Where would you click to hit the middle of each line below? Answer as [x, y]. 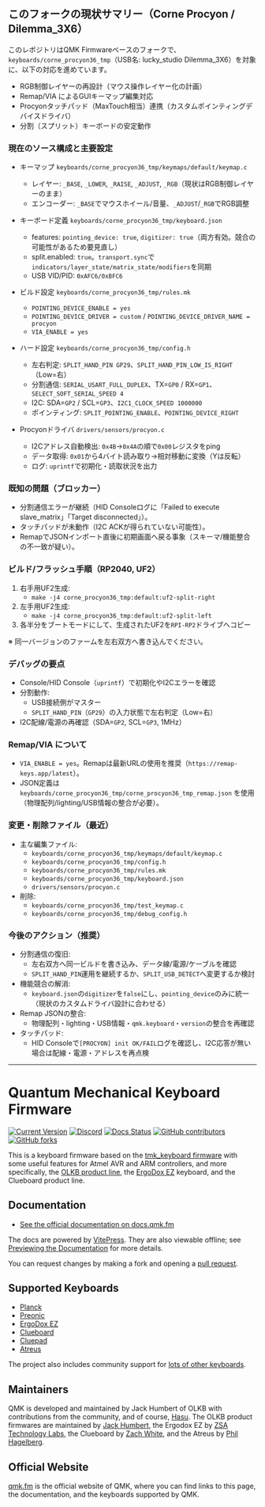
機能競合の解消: [45, 983]
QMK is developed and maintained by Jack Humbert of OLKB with [115, 1409]
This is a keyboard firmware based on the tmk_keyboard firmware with [123, 1155]
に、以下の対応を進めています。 [60, 69]
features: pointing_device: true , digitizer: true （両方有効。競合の [144, 237]
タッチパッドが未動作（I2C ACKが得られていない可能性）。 [114, 527]
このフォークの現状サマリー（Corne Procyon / [121, 14]
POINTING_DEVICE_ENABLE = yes [81, 309]
